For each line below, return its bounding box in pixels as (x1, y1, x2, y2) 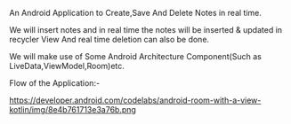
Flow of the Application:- (9, 78, 101, 88)
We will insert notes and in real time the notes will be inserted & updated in (9, 25, 283, 35)
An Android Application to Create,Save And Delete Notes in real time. (9, 8, 263, 18)
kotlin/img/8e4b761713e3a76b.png (9, 105, 136, 114)
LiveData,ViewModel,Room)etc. (9, 61, 125, 71)
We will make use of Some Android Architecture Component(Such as (9, 51, 263, 61)
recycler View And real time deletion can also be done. (9, 35, 210, 44)
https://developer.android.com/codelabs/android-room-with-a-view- (9, 95, 262, 105)
